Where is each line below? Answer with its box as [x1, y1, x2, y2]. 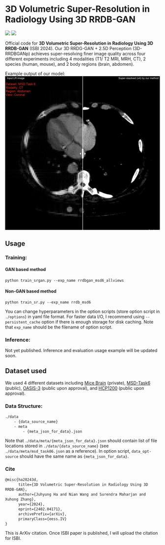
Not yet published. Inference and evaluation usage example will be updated [5, 348, 158, 353]
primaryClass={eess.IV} [18, 517, 67, 521]
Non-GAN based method [5, 288, 56, 294]
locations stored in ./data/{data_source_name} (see [5, 443, 109, 449]
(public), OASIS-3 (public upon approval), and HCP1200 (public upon [5, 385, 144, 391]
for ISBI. [5, 535, 22, 541]
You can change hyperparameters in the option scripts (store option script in [5, 308, 160, 314]
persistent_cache [5, 320, 41, 325]
